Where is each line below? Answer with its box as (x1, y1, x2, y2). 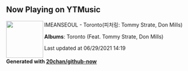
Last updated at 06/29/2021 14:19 (44, 44, 126, 51)
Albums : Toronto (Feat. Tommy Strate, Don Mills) (44, 33, 164, 40)
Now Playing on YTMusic (6, 5, 101, 15)
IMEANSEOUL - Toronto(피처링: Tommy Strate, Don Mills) (44, 21, 183, 28)
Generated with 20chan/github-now (6, 58, 98, 65)
